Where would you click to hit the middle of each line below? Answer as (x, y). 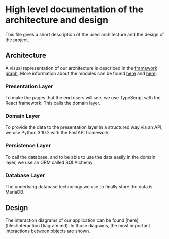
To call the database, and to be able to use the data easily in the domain (80, 157)
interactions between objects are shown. (48, 231)
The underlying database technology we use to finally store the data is (79, 186)
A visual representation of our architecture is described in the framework (81, 68)
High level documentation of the (74, 9)
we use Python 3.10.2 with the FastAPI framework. (58, 133)
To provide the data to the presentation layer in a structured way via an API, (84, 127)
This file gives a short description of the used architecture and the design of (85, 34)
